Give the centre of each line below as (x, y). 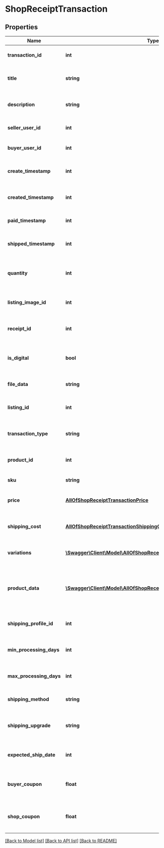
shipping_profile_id (31, 624)
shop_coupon (24, 816)
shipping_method (28, 699)
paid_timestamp (27, 221)
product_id (20, 460)
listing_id (18, 407)
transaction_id (25, 55)
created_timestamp (31, 197)
